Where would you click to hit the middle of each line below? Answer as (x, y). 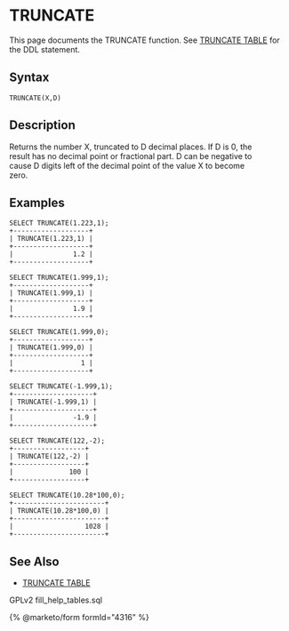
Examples (37, 202)
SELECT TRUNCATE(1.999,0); (59, 332)
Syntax (29, 78)
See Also (34, 561)
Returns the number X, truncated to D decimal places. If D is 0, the (131, 147)
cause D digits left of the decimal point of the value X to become (127, 165)
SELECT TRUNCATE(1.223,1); (59, 223)
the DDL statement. (44, 49)
